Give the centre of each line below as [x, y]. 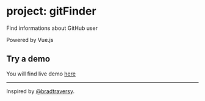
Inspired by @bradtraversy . [41, 91]
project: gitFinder [51, 11]
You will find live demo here [41, 74]
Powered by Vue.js [30, 40]
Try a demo [28, 59]
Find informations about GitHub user [52, 28]
